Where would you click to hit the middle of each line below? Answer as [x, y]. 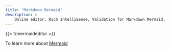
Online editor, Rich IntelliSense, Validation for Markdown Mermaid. [90, 19]
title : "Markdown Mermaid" [34, 10]
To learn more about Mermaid [37, 43]
